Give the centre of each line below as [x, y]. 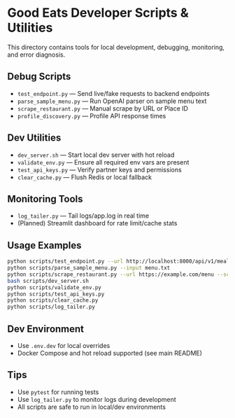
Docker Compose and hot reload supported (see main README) [110, 353]
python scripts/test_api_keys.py [56, 294]
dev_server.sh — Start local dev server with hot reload [96, 155]
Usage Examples [44, 245]
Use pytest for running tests [58, 392]
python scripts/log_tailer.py [51, 307]
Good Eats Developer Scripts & [98, 13]
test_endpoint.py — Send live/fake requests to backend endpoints [113, 93]
